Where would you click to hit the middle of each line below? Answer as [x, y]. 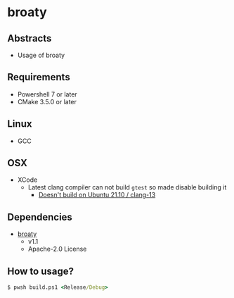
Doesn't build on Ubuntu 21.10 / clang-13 [97, 195]
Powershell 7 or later [47, 94]
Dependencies [40, 217]
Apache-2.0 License [57, 249]
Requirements [39, 77]
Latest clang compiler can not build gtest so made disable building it [127, 187]
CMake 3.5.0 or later [47, 101]
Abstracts [30, 38]
